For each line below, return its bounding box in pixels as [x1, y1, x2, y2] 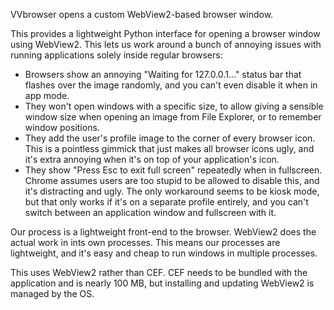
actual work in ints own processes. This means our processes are [10, 237, 281, 248]
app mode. [24, 90, 70, 101]
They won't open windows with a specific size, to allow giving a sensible [24, 100, 324, 112]
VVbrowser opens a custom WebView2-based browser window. [10, 9, 274, 20]
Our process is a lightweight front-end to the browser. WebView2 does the [10, 226, 317, 238]
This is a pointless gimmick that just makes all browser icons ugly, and [24, 143, 315, 154]
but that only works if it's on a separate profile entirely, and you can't [24, 196, 309, 208]
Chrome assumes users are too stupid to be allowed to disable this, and [24, 175, 320, 186]
